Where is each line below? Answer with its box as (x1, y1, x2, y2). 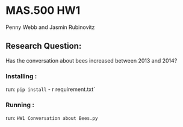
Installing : (5, 72, 37, 80)
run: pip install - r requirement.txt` (5, 85, 96, 93)
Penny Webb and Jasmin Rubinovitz (5, 23, 95, 31)
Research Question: (5, 41, 82, 51)
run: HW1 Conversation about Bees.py (5, 114, 98, 122)
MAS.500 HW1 (5, 4, 81, 17)
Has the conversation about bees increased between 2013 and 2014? (5, 57, 178, 64)
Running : (5, 101, 34, 109)
